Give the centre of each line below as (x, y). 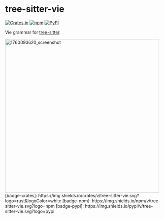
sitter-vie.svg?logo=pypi (30, 211)
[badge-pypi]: (70, 206)
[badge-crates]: (21, 195)
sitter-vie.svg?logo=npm (30, 206)
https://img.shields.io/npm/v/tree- (126, 201)
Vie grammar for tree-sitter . (33, 32)
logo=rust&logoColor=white (33, 201)
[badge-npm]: (77, 201)
